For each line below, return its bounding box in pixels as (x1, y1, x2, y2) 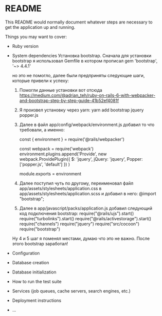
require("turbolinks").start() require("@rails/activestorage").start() (19, 215, 152, 221)
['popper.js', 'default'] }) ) (19, 161, 70, 167)
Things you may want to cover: (5, 34, 67, 40)
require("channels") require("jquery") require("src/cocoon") (19, 221, 140, 227)
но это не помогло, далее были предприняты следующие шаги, (12, 72, 145, 78)
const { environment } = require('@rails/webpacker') (19, 136, 125, 142)
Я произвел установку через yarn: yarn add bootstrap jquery (19, 107, 144, 113)
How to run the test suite (12, 278, 62, 284)
